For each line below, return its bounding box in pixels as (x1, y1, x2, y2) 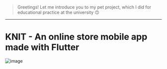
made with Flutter (5, 42, 80, 53)
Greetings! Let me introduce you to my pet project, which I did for (17, 4, 152, 10)
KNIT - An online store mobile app (5, 32, 148, 42)
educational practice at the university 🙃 (17, 9, 99, 15)
